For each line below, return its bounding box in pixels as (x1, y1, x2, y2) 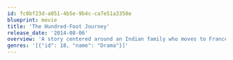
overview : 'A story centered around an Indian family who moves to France (7, 36, 228, 43)
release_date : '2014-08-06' (7, 29, 89, 37)
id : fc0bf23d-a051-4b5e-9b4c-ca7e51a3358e (7, 10, 132, 17)
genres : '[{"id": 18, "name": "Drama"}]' (7, 42, 129, 49)
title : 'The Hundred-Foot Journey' (7, 23, 110, 30)
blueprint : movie (7, 17, 58, 23)
